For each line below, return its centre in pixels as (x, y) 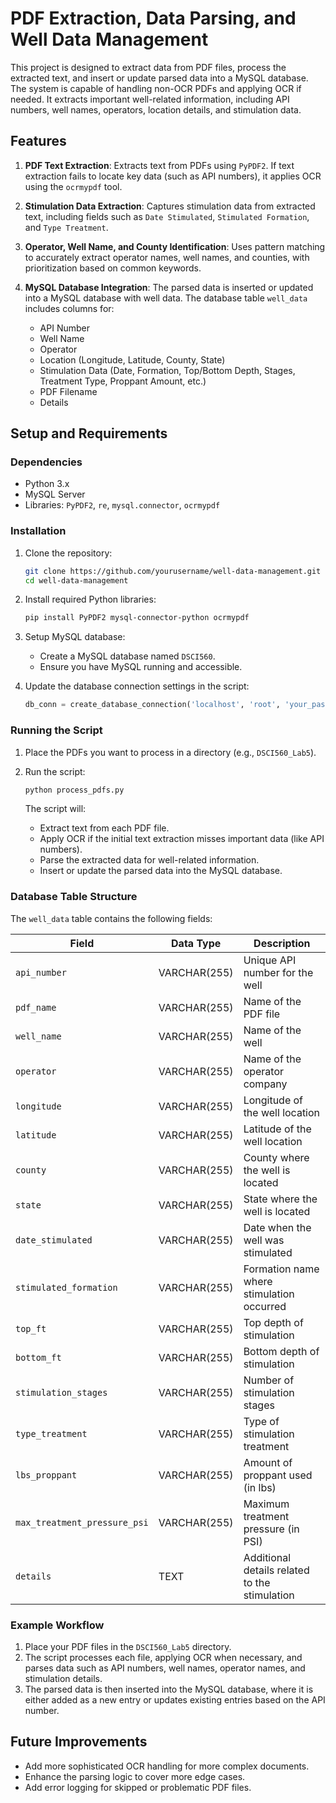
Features (38, 141)
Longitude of (273, 1100)
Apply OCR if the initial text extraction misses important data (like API (182, 839)
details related (276, 1570)
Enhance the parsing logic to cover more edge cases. (135, 1776)
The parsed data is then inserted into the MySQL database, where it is (169, 1689)
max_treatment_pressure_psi (82, 1522)
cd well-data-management (76, 580)
